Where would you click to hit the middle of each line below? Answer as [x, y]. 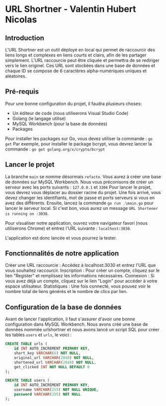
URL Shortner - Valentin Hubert [71, 9]
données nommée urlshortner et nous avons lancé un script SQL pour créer [82, 330]
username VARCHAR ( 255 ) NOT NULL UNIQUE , [56, 390]
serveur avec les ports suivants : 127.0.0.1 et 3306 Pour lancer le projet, [79, 187]
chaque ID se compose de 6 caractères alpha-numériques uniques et [76, 71]
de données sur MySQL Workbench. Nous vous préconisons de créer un [79, 182]
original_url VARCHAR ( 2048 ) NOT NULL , [54, 357]
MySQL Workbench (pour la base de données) [60, 124]
